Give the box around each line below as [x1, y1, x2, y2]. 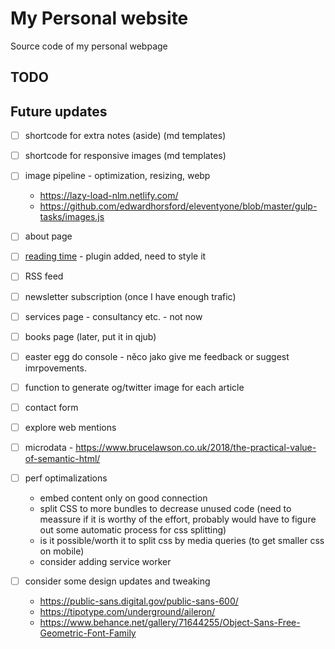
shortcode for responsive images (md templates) [24, 150, 227, 162]
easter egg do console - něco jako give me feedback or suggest [24, 350, 290, 362]
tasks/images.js [39, 211, 105, 223]
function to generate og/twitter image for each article [24, 381, 245, 393]
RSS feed [24, 270, 64, 282]
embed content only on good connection [39, 492, 208, 504]
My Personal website [10, 7, 189, 30]
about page [24, 230, 73, 242]
